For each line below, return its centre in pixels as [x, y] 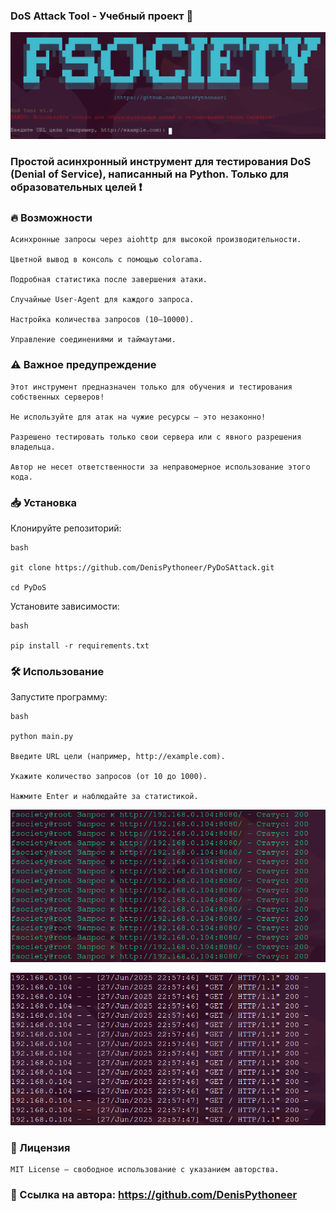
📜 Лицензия [40, 1147]
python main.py [42, 737]
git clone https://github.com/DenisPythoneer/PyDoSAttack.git [142, 567]
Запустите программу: [59, 697]
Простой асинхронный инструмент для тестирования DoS [161, 161]
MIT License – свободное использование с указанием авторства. [145, 1170]
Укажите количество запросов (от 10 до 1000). [109, 777]
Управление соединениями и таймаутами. [93, 340]
